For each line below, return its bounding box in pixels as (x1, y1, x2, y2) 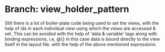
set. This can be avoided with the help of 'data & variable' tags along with (5, 30, 157, 36)
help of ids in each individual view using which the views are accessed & (5, 25, 156, 31)
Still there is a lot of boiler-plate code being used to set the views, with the (5, 20, 159, 26)
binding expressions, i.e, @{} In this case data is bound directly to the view (5, 36, 160, 42)
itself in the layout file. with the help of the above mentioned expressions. (5, 41, 157, 47)
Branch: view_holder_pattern (5, 3, 129, 15)
